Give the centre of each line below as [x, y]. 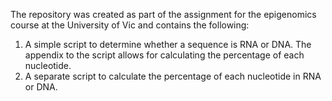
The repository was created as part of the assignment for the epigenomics [163, 14]
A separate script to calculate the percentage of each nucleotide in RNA [173, 76]
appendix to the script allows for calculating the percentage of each [164, 55]
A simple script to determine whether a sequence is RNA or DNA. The [168, 44]
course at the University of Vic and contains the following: [130, 25]
